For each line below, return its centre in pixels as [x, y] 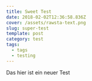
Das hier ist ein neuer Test [38, 72]
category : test [25, 39]
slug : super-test [28, 28]
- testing [23, 56]
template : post [25, 34]
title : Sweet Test [29, 12]
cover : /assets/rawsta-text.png [46, 22]
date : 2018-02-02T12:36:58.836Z [46, 17]
